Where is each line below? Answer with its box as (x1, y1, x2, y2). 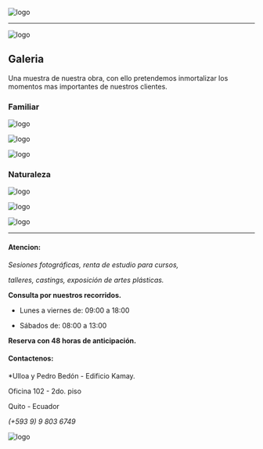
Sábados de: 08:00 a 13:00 (19, 320, 107, 330)
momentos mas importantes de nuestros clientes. (8, 81, 168, 91)
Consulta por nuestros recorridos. (8, 290, 121, 299)
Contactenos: (8, 353, 54, 364)
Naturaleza (8, 169, 51, 180)
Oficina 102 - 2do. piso (8, 386, 82, 396)
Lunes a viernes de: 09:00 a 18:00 (19, 306, 130, 315)
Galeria (8, 53, 45, 66)
